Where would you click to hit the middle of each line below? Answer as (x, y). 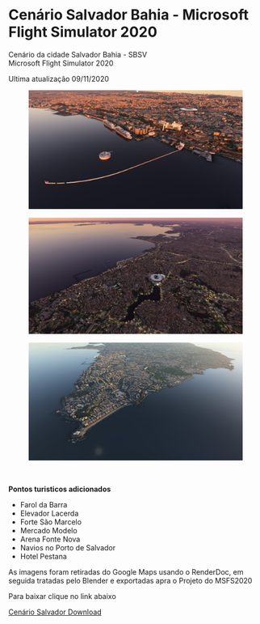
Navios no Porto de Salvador (67, 548)
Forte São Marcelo (51, 522)
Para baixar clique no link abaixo (63, 596)
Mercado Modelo (49, 531)
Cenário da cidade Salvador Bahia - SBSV (78, 54)
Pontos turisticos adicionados (60, 489)
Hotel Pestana (43, 557)
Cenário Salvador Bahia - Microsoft (128, 15)
